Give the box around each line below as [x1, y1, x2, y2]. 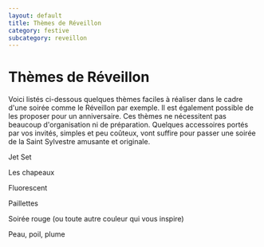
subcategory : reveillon [8, 33, 88, 42]
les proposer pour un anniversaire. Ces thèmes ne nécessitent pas [8, 112, 227, 121]
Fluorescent [8, 183, 48, 193]
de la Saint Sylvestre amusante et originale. [8, 137, 151, 147]
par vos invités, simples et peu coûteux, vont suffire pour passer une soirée [8, 128, 257, 138]
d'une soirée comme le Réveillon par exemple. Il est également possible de [8, 103, 254, 112]
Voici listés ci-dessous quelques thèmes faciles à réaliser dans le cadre [8, 95, 243, 104]
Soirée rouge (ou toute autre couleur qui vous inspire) [8, 214, 185, 224]
